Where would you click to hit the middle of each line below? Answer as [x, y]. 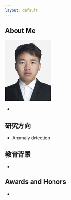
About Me [20, 31]
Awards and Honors [36, 182]
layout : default [21, 10]
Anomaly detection [31, 138]
